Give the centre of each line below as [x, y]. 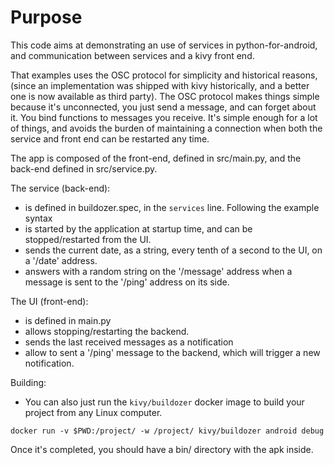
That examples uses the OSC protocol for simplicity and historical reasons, [164, 75]
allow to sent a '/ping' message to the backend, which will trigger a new [172, 352]
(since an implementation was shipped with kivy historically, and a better [160, 85]
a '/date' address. [61, 260]
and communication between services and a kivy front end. [132, 55]
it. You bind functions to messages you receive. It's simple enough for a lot [164, 117]
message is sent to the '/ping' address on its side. [127, 282]
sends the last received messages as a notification [129, 342]
